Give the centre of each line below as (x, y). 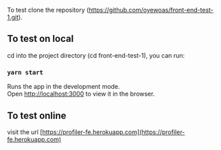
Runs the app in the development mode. (63, 87)
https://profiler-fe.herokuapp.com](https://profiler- (114, 132)
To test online (37, 115)
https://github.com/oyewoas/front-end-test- (151, 10)
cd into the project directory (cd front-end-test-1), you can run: (96, 55)
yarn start (25, 72)
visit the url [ (25, 132)
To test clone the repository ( (48, 10)
